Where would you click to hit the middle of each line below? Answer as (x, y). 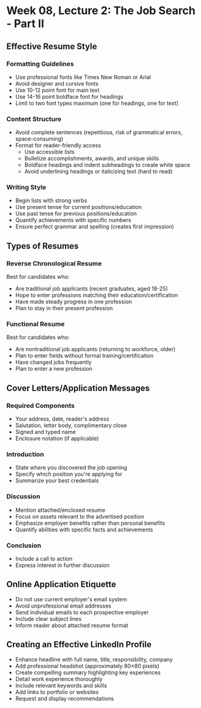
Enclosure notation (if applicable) (57, 438)
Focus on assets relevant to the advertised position (80, 516)
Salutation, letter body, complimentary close (71, 425)
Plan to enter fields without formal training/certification (84, 356)
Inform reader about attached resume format (72, 625)
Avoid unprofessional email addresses (63, 606)
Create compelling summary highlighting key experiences (88, 672)
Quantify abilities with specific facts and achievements (84, 529)
